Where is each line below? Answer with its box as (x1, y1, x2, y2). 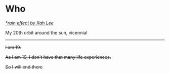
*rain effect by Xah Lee (5, 20, 54, 26)
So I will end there (5, 64, 43, 70)
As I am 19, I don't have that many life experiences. (5, 54, 111, 60)
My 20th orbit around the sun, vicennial (5, 29, 88, 35)
